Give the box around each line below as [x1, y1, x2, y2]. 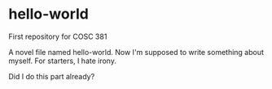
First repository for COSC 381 [8, 32, 107, 41]
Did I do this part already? [8, 71, 95, 81]
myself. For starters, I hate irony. [8, 56, 116, 66]
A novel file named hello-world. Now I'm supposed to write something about [8, 47, 265, 57]
